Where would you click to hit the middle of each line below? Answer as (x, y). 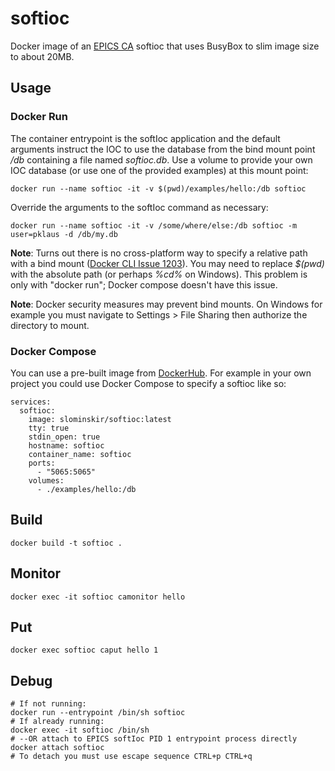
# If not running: (48, 704)
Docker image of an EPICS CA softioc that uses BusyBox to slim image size (165, 46)
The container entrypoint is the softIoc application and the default (145, 138)
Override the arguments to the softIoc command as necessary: (139, 207)
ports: (42, 463)
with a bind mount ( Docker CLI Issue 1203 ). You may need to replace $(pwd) (167, 263)
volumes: (46, 480)
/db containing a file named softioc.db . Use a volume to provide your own (161, 159)
